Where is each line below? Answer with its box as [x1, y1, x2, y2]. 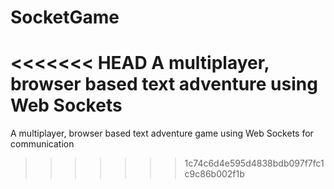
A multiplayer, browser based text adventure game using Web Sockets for [10, 127, 314, 140]
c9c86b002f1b [184, 168, 245, 180]
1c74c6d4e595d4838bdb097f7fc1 [184, 157, 325, 170]
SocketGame [10, 6, 120, 29]
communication [10, 138, 75, 150]
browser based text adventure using [10, 73, 318, 96]
